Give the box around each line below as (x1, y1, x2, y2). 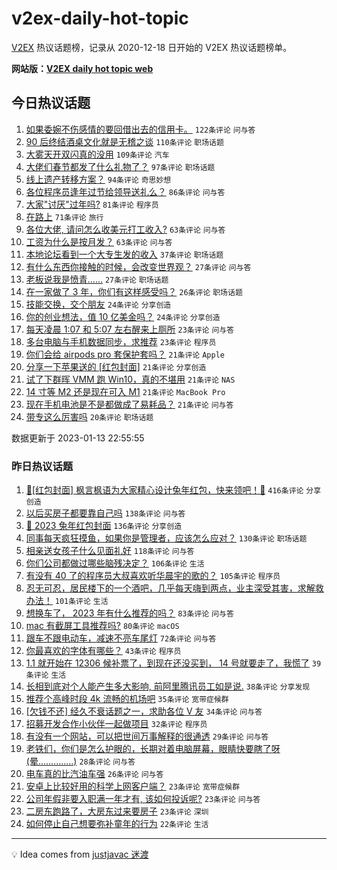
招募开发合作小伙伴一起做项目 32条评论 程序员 (25, 718, 208, 730)
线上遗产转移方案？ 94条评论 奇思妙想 (25, 173, 172, 185)
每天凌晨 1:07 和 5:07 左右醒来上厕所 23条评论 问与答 (25, 323, 235, 335)
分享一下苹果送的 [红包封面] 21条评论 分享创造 (25, 360, 207, 372)
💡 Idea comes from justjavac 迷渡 (11, 848, 149, 861)
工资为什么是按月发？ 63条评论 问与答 (25, 235, 173, 247)
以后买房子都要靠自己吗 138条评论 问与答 (25, 507, 186, 519)
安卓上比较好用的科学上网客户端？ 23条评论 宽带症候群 (25, 780, 241, 792)
